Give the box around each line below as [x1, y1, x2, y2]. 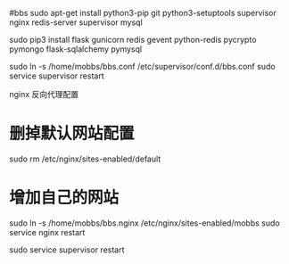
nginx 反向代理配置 [9, 89, 79, 99]
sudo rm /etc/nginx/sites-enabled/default [9, 153, 161, 164]
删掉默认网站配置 [9, 124, 136, 144]
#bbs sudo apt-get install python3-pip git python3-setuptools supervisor [9, 8, 277, 18]
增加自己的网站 [9, 187, 120, 208]
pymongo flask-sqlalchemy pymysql [9, 44, 143, 54]
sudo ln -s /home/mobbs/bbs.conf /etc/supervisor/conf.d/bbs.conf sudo [9, 62, 276, 71]
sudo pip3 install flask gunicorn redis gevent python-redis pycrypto [9, 35, 257, 45]
